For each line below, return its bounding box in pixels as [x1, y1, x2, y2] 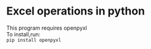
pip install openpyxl [6, 37, 62, 43]
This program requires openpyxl [6, 24, 87, 31]
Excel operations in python [6, 4, 145, 18]
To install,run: [6, 30, 41, 38]
